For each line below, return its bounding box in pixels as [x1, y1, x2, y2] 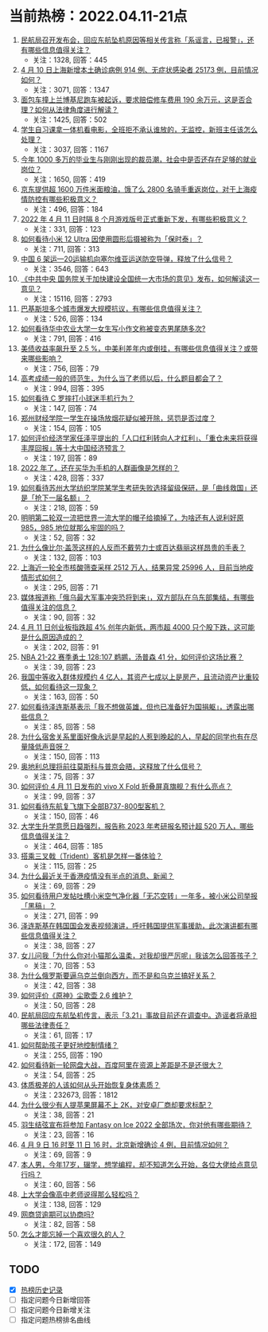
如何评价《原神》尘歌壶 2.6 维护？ [20, 990, 134, 1000]
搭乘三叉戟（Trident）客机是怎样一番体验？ [20, 851, 163, 861]
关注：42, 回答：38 [32, 980, 96, 990]
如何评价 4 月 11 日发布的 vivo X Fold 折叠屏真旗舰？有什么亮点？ [20, 781, 233, 791]
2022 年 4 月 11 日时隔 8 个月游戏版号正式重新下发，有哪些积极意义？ [20, 214, 247, 224]
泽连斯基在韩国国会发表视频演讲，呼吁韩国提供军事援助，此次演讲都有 [20, 920, 251, 930]
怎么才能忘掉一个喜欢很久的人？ [20, 1229, 126, 1239]
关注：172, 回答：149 [32, 1239, 102, 1248]
